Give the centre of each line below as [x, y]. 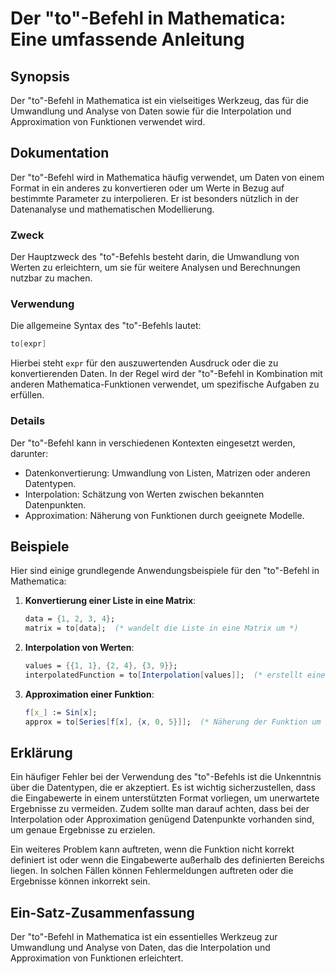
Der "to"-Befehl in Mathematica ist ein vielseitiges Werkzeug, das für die [159, 100]
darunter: [29, 453]
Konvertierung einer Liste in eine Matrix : [110, 601]
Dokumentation [60, 153]
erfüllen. [27, 395]
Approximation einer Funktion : [89, 694]
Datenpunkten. [55, 504]
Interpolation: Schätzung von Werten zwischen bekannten [144, 494]
